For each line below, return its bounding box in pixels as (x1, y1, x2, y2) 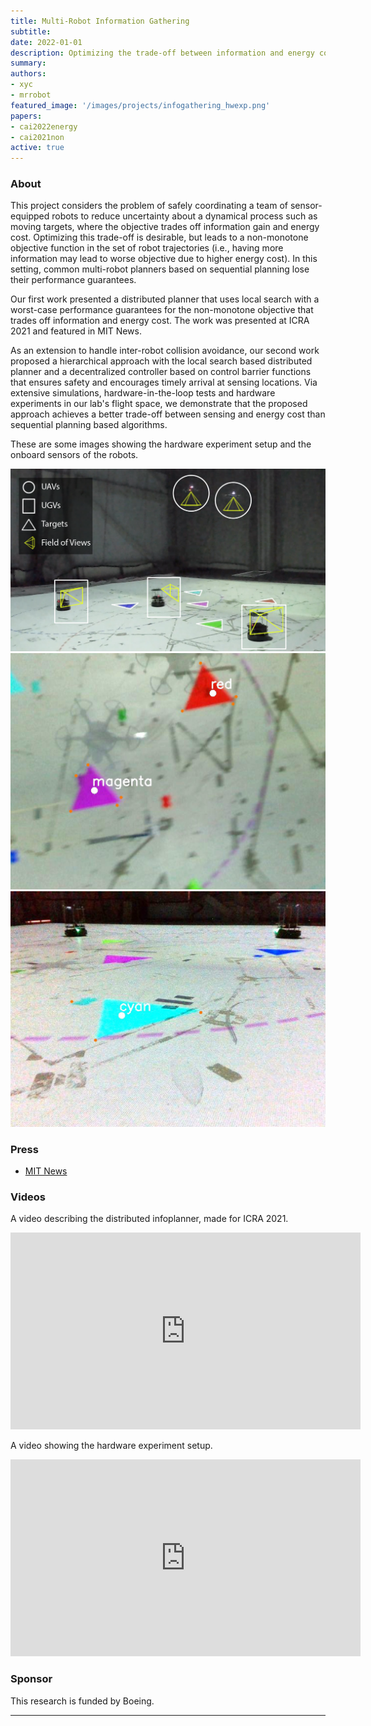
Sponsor (10, 1672, 53, 1686)
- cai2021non (10, 132, 65, 142)
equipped (10, 210, 50, 222)
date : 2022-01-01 (10, 37, 83, 47)
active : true (10, 143, 65, 153)
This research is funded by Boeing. (10, 1695, 155, 1707)
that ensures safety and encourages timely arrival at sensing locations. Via (10, 376, 318, 389)
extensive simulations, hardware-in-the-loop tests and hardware (10, 387, 276, 399)
